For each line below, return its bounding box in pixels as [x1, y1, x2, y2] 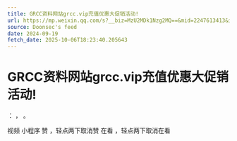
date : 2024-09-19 [7, 30, 59, 37]
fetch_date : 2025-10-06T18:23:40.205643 [7, 37, 128, 44]
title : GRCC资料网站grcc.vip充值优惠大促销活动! [7, 10, 139, 18]
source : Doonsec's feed [7, 23, 78, 30]
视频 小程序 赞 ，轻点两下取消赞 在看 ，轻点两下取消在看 [7, 126, 171, 135]
